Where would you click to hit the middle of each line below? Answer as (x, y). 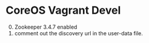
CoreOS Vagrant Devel (63, 10)
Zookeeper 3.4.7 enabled (46, 27)
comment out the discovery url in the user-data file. (79, 33)
